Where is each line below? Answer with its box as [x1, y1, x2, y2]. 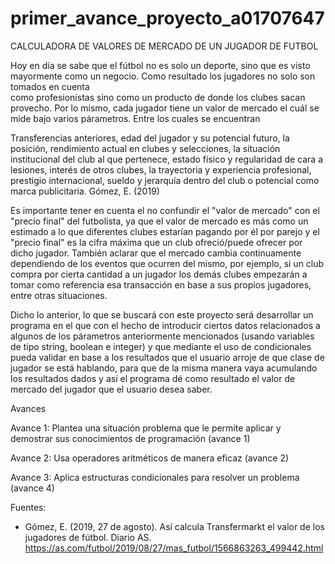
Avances [10, 402, 47, 414]
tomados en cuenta [10, 80, 90, 92]
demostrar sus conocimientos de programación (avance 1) [10, 432, 251, 444]
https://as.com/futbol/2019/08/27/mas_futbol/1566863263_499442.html [24, 542, 324, 554]
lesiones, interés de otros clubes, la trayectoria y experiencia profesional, [10, 163, 312, 176]
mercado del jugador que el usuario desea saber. [10, 383, 213, 395]
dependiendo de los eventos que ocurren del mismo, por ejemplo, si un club [10, 257, 325, 269]
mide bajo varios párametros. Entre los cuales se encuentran [10, 112, 261, 124]
